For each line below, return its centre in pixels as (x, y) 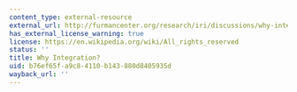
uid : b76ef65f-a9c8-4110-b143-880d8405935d (91, 67)
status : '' (29, 50)
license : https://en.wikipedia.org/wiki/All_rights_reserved (124, 42)
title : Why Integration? (55, 58)
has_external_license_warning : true (76, 33)
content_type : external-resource (71, 17)
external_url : (35, 25)
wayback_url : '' (39, 74)
